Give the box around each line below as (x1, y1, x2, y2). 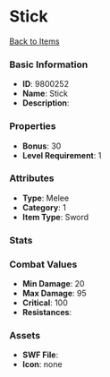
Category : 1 (21, 201, 67, 212)
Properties (9, 120, 56, 133)
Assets (9, 329, 41, 341)
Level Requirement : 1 (21, 150, 102, 160)
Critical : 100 (21, 297, 69, 308)
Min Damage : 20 (21, 278, 85, 289)
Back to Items (9, 36, 60, 47)
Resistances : (21, 307, 72, 318)
